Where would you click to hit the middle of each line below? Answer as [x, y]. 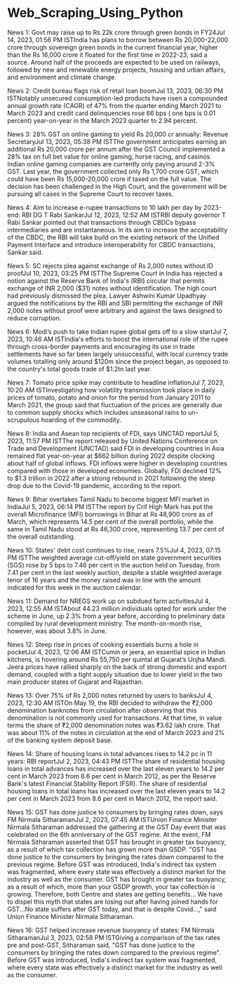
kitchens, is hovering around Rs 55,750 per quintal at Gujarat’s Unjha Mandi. [117, 659]
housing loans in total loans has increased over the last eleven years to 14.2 [116, 791]
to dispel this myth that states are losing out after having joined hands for [113, 901]
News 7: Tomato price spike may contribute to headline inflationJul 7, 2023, [116, 382]
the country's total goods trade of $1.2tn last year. [80, 369]
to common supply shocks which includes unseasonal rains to [97, 412]
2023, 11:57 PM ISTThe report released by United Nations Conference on [113, 441]
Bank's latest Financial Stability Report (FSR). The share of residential [107, 784]
